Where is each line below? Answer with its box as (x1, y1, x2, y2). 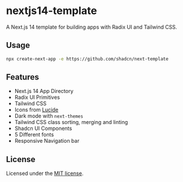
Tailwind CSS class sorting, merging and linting (14, 119, 129, 126)
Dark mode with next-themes (14, 112, 84, 119)
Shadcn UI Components (14, 125, 72, 132)
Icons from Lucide (14, 107, 58, 114)
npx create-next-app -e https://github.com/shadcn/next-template (6, 56, 168, 62)
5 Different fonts (14, 131, 54, 138)
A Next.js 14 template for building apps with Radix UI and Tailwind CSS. (6, 23, 177, 30)
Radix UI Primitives (14, 94, 60, 101)
